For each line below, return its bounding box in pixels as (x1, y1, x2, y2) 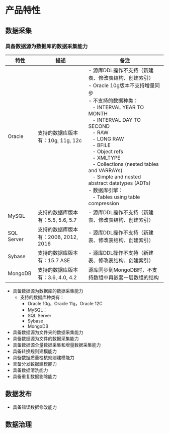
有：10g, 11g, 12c (37, 137, 82, 144)
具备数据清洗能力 (12, 367, 48, 373)
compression (88, 200, 119, 207)
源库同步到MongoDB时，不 (88, 266, 152, 273)
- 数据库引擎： (88, 186, 124, 194)
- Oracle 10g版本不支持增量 (88, 82, 155, 89)
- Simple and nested (92, 173, 141, 180)
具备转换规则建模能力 (12, 348, 57, 354)
